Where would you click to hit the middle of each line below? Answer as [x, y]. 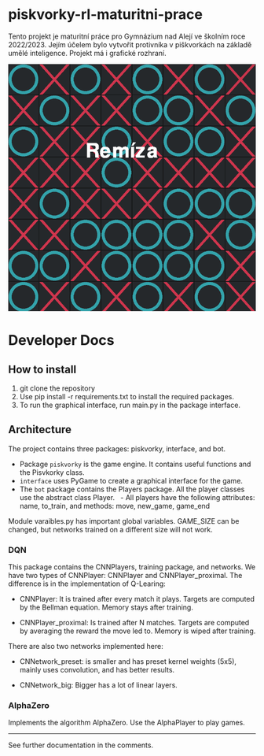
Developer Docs [62, 341]
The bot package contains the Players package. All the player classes [132, 489]
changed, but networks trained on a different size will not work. [111, 529]
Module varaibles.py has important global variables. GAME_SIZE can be [124, 521]
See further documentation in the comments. [81, 745]
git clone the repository [57, 388]
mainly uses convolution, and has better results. [97, 670]
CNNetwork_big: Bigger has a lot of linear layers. [99, 685]
